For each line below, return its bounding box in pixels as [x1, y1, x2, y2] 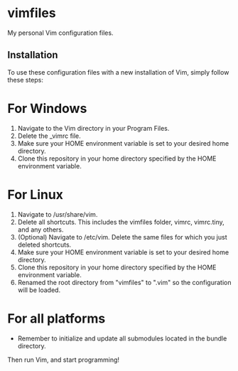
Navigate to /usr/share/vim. [17, 210, 98, 218]
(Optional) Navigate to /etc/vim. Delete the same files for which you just [17, 232, 227, 241]
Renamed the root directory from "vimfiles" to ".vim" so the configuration [17, 278, 232, 286]
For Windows [7, 100, 87, 117]
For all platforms [7, 311, 106, 326]
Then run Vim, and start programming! [7, 355, 119, 364]
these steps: [7, 75, 44, 84]
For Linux [7, 186, 64, 203]
